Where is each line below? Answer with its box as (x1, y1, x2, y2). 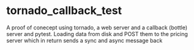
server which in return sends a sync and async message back (6, 37, 163, 44)
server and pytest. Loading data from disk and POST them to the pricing (6, 30, 188, 37)
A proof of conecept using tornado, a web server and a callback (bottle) (6, 24, 188, 31)
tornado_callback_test (6, 4, 122, 18)
